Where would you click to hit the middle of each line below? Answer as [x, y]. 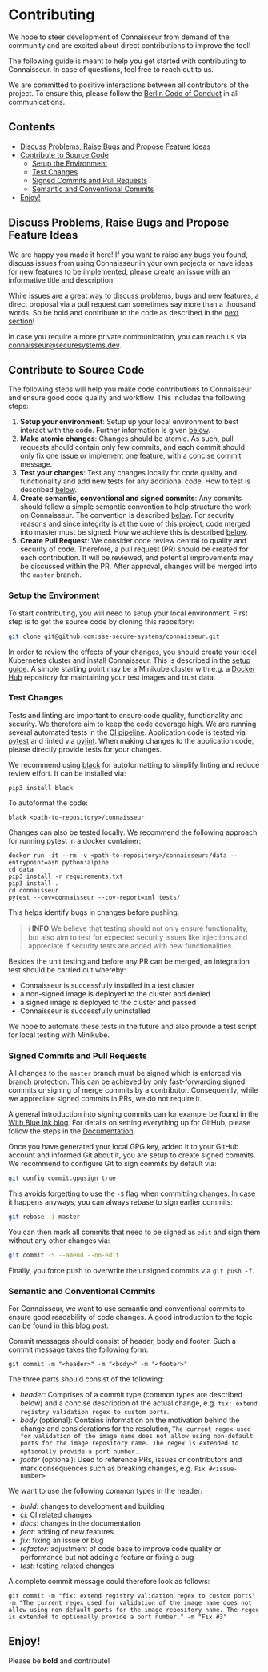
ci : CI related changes [56, 1515]
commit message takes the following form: [78, 1349]
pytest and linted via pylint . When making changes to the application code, [131, 740]
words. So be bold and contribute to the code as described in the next [124, 312]
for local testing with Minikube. [59, 1035]
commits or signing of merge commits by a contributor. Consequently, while [133, 1090]
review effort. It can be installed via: [67, 773]
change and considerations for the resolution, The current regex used [135, 1429]
